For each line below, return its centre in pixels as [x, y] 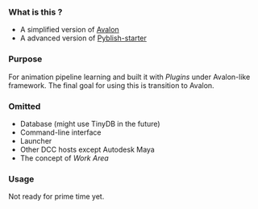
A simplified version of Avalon [69, 30]
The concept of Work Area [64, 158]
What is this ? [35, 12]
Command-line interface [60, 132]
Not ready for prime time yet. [56, 197]
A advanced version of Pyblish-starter [83, 38]
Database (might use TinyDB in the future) [90, 123]
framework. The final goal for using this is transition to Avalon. [112, 85]
